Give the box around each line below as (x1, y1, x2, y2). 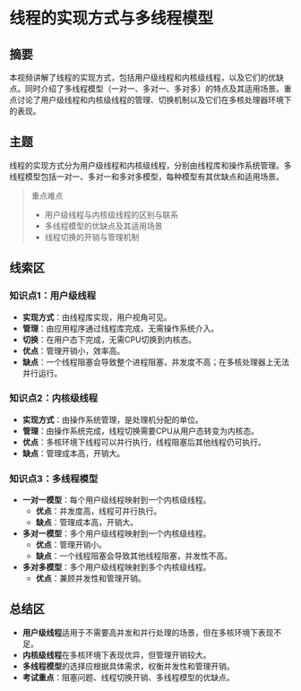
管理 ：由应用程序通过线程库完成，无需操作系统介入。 (21, 323, 219, 333)
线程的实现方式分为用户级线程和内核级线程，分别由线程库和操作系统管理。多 (9, 160, 292, 170)
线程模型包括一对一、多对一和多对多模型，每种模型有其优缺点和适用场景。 (9, 171, 284, 182)
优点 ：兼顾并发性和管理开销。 (35, 573, 146, 583)
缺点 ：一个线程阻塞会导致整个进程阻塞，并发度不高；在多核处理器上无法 (21, 356, 289, 367)
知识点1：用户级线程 (9, 289, 97, 302)
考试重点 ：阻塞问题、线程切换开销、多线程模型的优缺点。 (21, 671, 235, 682)
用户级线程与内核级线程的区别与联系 (44, 209, 179, 220)
